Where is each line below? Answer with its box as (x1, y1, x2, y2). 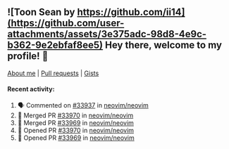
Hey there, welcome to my (104, 39, 222, 51)
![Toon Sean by (7, 6, 75, 18)
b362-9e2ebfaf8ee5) (7, 39, 104, 51)
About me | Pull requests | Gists (7, 69, 99, 77)
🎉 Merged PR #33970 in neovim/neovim (17, 111, 134, 119)
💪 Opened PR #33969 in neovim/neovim (17, 134, 135, 142)
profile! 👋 (7, 50, 49, 63)
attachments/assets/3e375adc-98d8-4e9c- (7, 28, 206, 40)
